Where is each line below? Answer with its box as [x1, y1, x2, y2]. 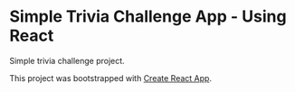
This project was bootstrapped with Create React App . [9, 72, 213, 83]
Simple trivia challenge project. [9, 55, 125, 66]
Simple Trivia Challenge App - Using [9, 6, 287, 27]
